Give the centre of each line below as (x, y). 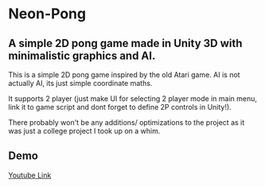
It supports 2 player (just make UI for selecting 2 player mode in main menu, (132, 99)
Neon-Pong (47, 14)
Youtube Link (30, 175)
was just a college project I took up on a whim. (84, 131)
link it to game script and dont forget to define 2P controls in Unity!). (120, 107)
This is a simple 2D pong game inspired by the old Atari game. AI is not (124, 75)
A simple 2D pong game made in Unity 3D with (125, 43)
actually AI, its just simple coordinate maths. (80, 83)
